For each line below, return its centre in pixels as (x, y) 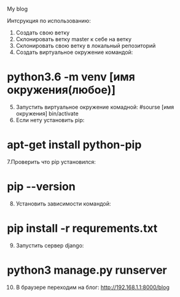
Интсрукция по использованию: (49, 21)
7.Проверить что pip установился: (51, 161)
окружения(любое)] (61, 90)
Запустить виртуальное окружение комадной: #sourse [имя (95, 107)
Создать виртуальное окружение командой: (74, 52)
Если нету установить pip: (50, 120)
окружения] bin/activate (47, 114)
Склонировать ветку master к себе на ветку (73, 39)
